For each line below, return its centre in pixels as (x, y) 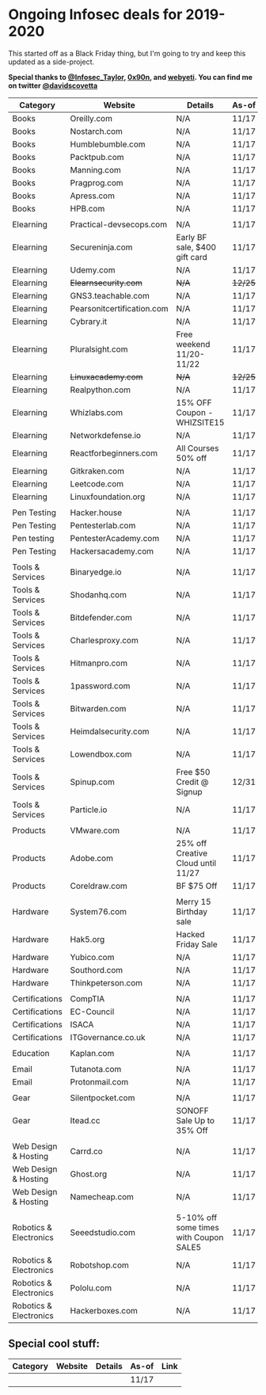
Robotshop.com (99, 1265)
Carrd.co (86, 1151)
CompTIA (87, 998)
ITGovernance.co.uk (108, 1037)
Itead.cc (85, 1120)
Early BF (192, 237)
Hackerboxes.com (104, 1310)
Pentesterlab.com (103, 525)
